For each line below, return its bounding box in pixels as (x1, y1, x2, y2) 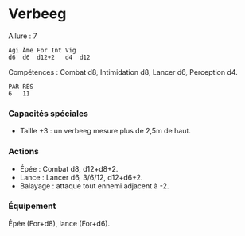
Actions (8, 146, 40, 157)
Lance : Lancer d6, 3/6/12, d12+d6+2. (19, 172, 143, 182)
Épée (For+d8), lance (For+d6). (8, 219, 110, 228)
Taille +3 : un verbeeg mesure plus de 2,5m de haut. (19, 126, 191, 136)
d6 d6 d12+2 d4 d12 (8, 53, 91, 61)
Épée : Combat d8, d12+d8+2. (19, 164, 119, 173)
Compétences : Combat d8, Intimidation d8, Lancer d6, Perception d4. (8, 67, 239, 76)
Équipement (8, 200, 56, 211)
